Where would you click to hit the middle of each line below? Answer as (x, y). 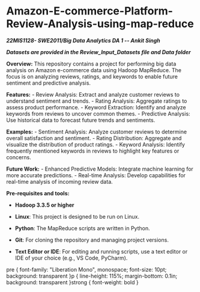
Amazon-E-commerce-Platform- (89, 11)
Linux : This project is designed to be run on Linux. (77, 216)
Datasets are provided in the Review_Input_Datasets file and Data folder (98, 52)
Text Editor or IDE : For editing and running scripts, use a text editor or (101, 251)
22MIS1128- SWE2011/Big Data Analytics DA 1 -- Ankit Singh (83, 40)
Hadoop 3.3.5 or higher (44, 205)
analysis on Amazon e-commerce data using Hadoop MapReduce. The (94, 70)
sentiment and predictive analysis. (49, 83)
